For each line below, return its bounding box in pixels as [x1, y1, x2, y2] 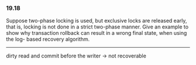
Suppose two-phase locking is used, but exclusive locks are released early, [6, 17, 187, 24]
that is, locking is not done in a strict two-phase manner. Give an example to [6, 23, 188, 30]
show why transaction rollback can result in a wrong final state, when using [6, 30, 187, 37]
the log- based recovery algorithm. [6, 36, 90, 43]
